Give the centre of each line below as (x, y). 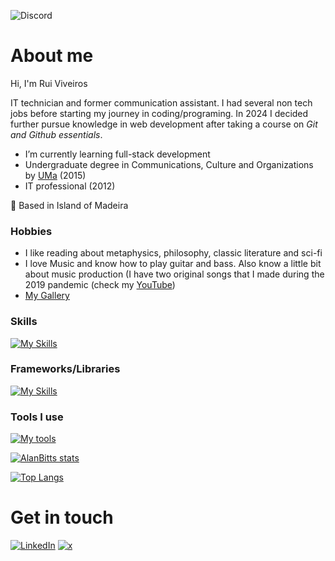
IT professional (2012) (70, 186)
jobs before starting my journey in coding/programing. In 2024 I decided (159, 113)
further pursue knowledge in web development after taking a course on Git (164, 124)
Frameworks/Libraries (65, 369)
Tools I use (37, 417)
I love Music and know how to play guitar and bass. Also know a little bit (173, 264)
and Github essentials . (56, 134)
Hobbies (31, 231)
